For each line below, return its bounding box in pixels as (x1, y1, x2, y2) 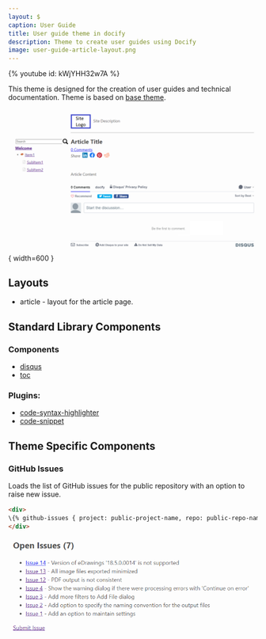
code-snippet (19, 416, 65, 426)
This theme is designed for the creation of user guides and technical (8, 84, 231, 94)
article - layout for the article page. (19, 297, 134, 306)
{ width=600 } (8, 253, 54, 263)
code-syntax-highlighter (19, 408, 100, 417)
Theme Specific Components (8, 439, 156, 453)
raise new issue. (8, 489, 62, 499)
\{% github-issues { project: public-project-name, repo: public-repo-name (8, 514, 264, 522)
